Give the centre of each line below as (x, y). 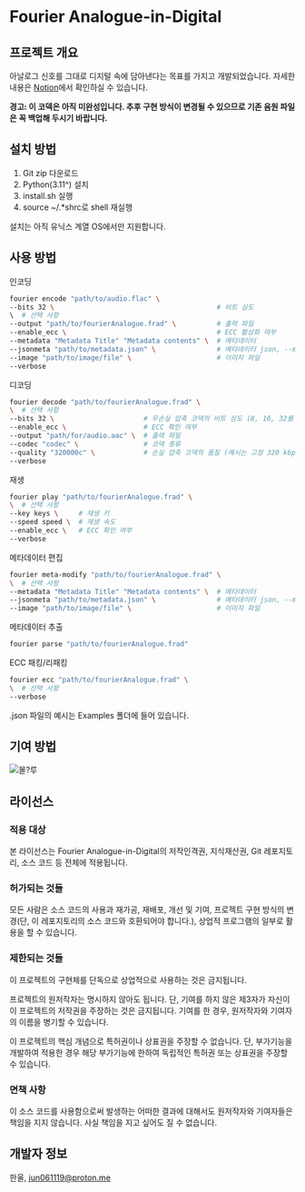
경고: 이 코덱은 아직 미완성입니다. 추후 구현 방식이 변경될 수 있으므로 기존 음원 (144, 107)
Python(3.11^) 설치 (55, 184)
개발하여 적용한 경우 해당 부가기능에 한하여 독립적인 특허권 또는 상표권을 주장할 (149, 1052)
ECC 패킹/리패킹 (39, 662)
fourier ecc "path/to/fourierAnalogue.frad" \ (99, 680)
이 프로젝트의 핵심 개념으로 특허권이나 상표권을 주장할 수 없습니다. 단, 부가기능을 (151, 1041)
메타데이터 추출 (36, 627)
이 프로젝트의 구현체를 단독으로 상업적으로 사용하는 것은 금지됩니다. (128, 979)
